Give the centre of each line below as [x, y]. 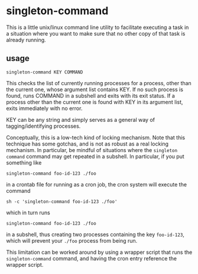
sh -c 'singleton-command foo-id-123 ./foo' [62, 202]
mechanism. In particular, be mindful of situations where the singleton [92, 150]
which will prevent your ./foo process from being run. [72, 240]
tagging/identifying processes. [43, 126]
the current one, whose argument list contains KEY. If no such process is [95, 89]
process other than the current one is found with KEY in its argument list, [95, 102]
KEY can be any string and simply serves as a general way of [81, 120]
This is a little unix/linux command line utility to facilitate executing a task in [98, 27]
